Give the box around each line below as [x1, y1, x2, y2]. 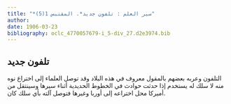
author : [7, 17, 30, 24]
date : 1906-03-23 [7, 23, 58, 30]
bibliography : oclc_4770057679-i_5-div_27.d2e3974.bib [7, 29, 171, 37]
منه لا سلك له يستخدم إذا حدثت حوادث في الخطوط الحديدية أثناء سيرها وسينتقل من [7, 82, 224, 90]
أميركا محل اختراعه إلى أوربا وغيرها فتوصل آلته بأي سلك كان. [7, 89, 166, 98]
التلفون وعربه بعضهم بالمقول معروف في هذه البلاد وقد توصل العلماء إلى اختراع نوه [7, 74, 222, 82]
